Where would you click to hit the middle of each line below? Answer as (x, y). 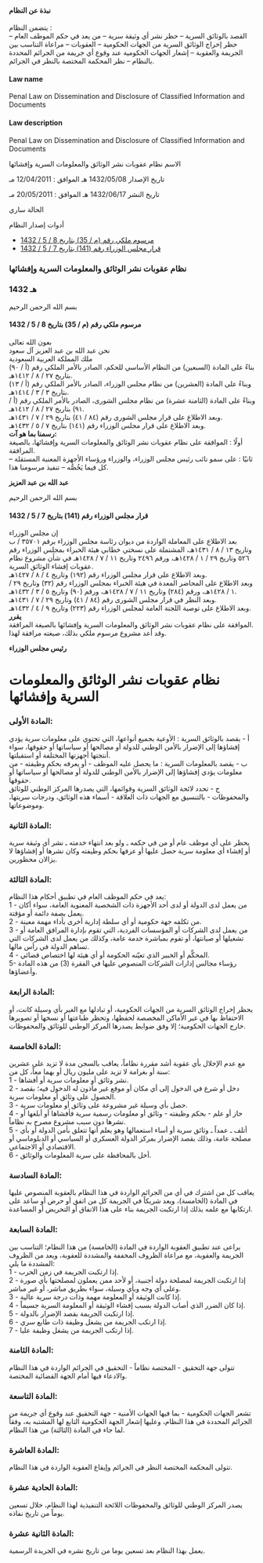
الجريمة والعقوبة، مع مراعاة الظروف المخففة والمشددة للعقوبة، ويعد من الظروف (126, 1254)
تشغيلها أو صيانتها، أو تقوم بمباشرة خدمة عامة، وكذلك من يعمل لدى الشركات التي (126, 938)
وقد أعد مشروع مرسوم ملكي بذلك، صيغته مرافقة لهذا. (88, 633)
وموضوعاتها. (27, 805)
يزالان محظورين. (33, 860)
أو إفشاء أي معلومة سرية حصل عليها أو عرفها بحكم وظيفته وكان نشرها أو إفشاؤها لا (130, 851)
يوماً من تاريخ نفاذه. (37, 1513)
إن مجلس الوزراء (34, 533)
